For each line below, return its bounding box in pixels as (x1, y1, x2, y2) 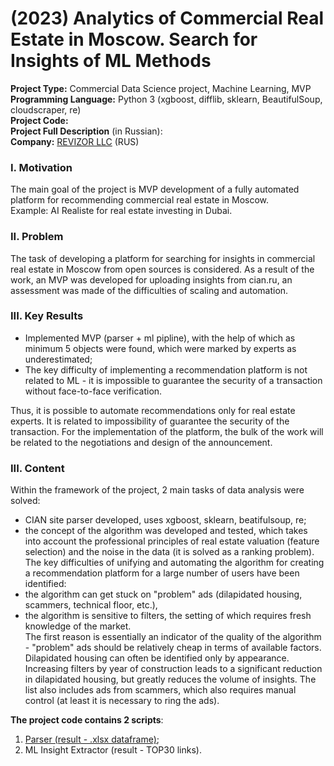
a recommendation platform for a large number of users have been (24, 567, 300, 579)
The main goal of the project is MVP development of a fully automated (10, 183, 300, 196)
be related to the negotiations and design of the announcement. (10, 436, 273, 448)
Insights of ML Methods (10, 50, 212, 72)
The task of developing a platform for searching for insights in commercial (10, 252, 316, 264)
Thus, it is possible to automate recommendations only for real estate (10, 404, 296, 416)
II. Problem (10, 230, 64, 244)
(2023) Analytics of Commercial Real (10, 7, 325, 30)
